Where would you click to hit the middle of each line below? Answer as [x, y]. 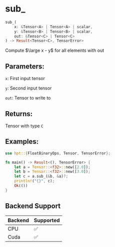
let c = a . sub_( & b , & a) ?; [41, 177]
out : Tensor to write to [28, 98]
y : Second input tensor [28, 88]
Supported [47, 220]
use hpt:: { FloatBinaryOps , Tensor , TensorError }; [58, 153]
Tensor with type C [24, 126]
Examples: [22, 142]
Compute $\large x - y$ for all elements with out [55, 50]
